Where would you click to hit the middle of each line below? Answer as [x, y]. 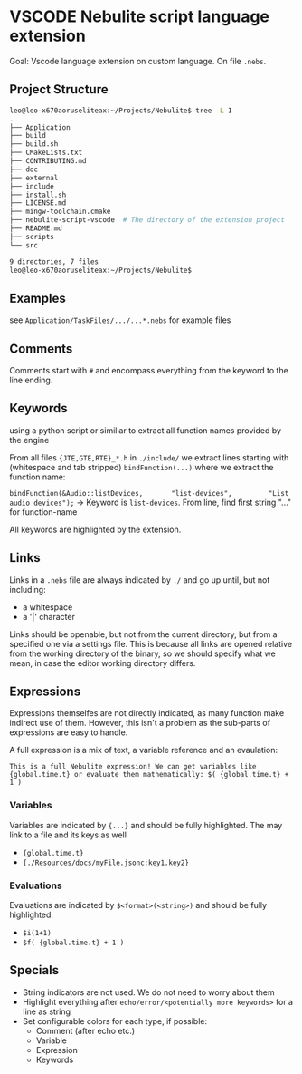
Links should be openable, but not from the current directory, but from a [143, 634]
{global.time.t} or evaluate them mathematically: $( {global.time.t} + [149, 775]
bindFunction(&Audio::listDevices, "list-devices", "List [149, 493]
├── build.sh [34, 144]
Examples [38, 298]
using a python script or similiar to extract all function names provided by [146, 430]
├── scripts [32, 237]
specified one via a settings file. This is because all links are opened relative [151, 643]
